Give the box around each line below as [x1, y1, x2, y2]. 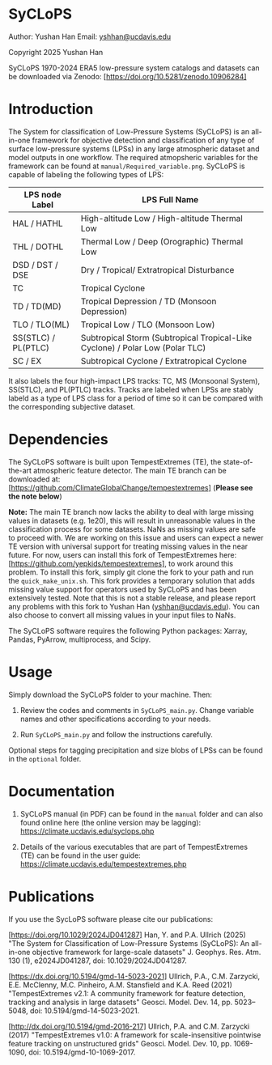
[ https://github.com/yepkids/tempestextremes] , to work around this [8, 558, 233, 568]
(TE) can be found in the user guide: [19, 851, 142, 860]
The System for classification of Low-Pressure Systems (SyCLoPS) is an [8, 126, 249, 136]
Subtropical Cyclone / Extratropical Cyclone [80, 355, 247, 367]
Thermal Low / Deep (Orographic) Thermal [80, 235, 244, 247]
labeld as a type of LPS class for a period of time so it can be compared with [8, 393, 264, 403]
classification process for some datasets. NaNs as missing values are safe [8, 524, 257, 534]
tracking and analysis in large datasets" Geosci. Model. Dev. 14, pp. [8, 997, 233, 1007]
